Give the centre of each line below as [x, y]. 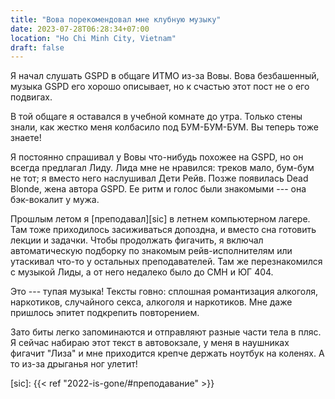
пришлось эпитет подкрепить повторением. [105, 313]
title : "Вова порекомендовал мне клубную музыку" [116, 19]
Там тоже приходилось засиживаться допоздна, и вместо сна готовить [163, 230]
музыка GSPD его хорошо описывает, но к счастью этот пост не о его [160, 87]
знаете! [26, 138]
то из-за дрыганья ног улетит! [74, 364]
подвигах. [31, 97]
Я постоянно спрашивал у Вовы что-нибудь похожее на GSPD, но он [157, 157]
